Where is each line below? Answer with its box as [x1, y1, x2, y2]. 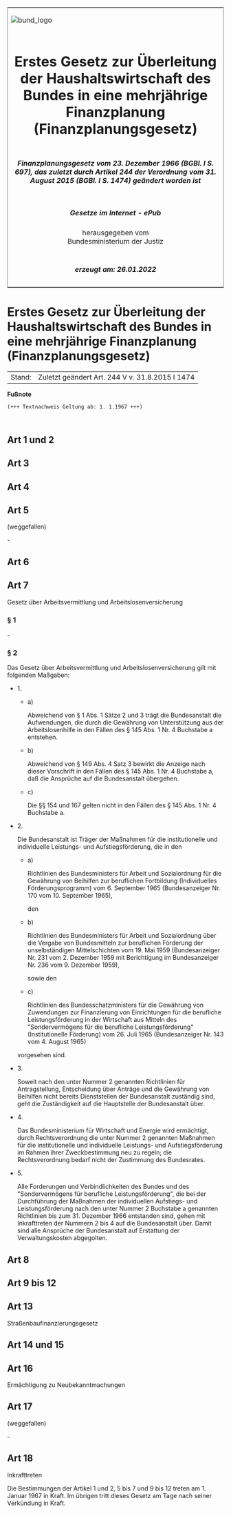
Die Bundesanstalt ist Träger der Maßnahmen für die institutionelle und [16, 835, 218, 844]
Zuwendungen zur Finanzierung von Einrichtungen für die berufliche [27, 1008, 222, 1016]
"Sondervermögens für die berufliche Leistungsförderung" [27, 1023, 194, 1031]
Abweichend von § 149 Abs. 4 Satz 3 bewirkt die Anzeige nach [27, 760, 206, 768]
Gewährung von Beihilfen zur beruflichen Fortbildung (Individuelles [27, 876, 217, 885]
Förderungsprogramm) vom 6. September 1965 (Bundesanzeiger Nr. [27, 884, 221, 892]
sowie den [27, 974, 57, 983]
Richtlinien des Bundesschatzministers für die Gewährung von [27, 1001, 204, 1010]
